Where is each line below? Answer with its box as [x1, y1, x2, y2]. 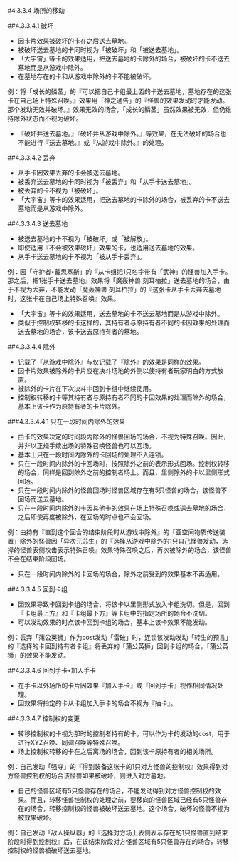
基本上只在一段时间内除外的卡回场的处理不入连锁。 [17, 450, 168, 459]
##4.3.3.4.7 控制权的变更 [7, 714, 80, 723]
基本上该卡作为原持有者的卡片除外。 [17, 402, 124, 410]
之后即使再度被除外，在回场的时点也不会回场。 [17, 513, 155, 521]
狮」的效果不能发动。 [7, 651, 70, 659]
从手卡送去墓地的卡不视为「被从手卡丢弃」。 [17, 253, 146, 260]
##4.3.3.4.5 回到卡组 [7, 585, 68, 593]
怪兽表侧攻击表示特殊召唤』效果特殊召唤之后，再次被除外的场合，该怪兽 [19, 546, 232, 554]
